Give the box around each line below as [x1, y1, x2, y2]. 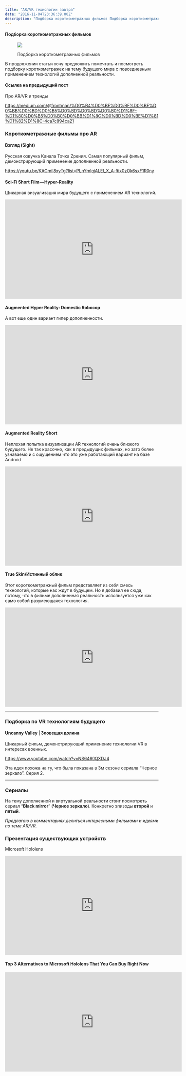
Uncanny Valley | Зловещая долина [5, 730, 80, 736]
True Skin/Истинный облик [5, 571, 62, 577]
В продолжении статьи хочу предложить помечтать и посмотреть [5, 60, 144, 66]
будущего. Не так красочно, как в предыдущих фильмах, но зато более [5, 446, 154, 452]
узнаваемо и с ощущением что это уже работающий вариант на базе [5, 451, 150, 457]
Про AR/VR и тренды [5, 93, 48, 99]
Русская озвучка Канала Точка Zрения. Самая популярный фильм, [5, 153, 145, 159]
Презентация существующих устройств [5, 835, 106, 842]
